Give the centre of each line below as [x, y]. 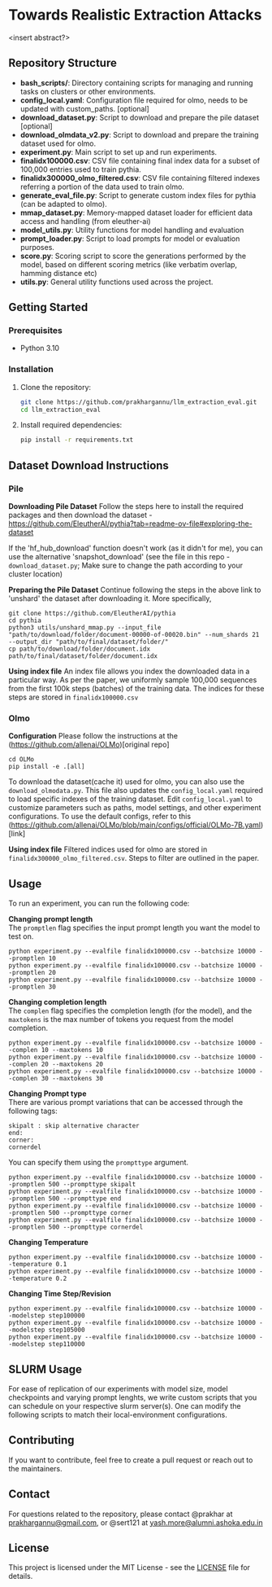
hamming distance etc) [58, 273]
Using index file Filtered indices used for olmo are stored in [108, 849]
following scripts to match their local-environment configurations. [118, 1414]
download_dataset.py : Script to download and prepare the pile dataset [140, 117]
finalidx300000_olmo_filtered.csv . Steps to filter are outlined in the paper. [134, 858]
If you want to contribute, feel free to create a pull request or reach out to [131, 1460]
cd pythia [25, 620]
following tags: [33, 1111]
